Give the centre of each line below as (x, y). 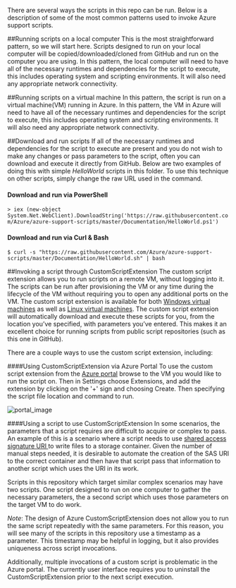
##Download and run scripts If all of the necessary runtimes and (101, 141)
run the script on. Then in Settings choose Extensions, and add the (104, 381)
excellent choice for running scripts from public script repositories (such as (116, 331)
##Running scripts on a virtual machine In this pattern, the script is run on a (117, 97)
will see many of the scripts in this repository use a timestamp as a (104, 533)
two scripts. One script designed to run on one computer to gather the (109, 490)
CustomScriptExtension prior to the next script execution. (91, 577)
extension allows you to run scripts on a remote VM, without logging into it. (116, 279)
